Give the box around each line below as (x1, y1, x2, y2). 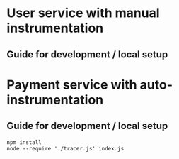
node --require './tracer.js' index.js (6, 145, 125, 152)
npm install (6, 138, 42, 146)
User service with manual (6, 5, 160, 21)
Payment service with (6, 77, 137, 93)
